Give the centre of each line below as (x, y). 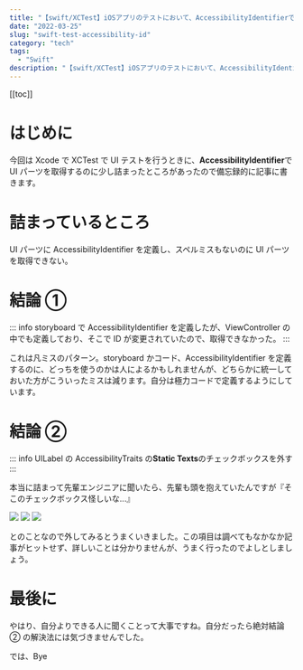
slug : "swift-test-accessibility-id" (80, 34)
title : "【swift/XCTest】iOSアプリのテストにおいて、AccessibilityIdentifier (149, 18)
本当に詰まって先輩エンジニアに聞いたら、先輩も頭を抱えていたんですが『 (147, 487)
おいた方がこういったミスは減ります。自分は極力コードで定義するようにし (147, 380)
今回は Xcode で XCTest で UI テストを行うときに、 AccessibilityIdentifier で (151, 160)
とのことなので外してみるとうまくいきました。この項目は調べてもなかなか (147, 536)
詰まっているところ (80, 222)
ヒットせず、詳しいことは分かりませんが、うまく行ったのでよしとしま (155, 547)
